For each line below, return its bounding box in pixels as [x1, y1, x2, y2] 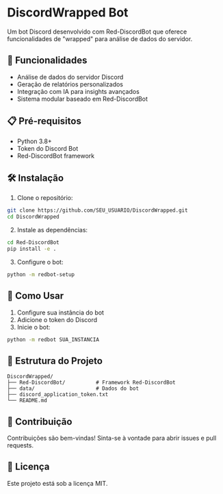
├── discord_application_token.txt [7, 391, 109, 398]
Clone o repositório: [16, 194, 73, 202]
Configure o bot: [16, 258, 64, 266]
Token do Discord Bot [16, 144, 79, 152]
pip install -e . [7, 245, 57, 252]
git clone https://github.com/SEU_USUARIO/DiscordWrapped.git [7, 207, 188, 214]
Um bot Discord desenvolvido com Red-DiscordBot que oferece [7, 27, 187, 36]
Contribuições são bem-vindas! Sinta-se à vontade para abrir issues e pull [7, 434, 217, 443]
